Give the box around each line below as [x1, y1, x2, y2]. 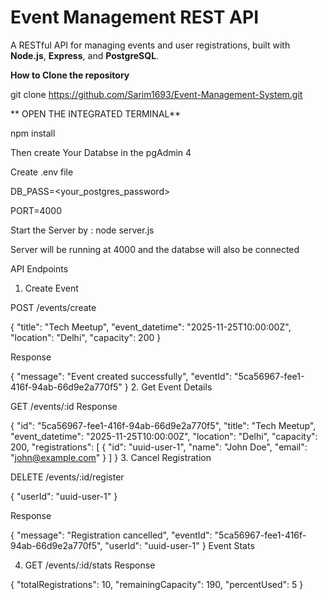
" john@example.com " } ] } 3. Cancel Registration [10, 451, 212, 463]
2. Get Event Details [130, 381, 213, 393]
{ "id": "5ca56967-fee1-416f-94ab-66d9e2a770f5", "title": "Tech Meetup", [10, 419, 317, 431]
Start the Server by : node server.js [10, 224, 155, 236]
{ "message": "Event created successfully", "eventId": [10, 370, 233, 382]
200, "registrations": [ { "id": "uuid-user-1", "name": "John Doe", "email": [10, 441, 308, 453]
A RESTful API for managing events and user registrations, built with [10, 39, 291, 51]
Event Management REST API [10, 6, 259, 29]
